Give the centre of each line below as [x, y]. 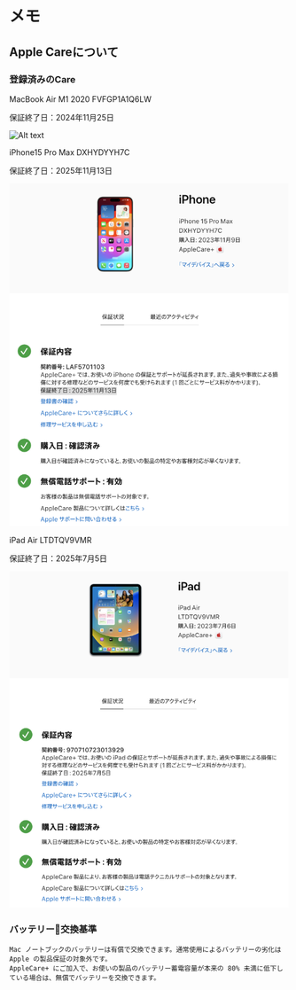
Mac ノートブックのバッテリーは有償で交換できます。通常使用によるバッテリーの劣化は [145, 950]
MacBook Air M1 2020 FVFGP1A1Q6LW [81, 99]
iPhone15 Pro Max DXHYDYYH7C [70, 152]
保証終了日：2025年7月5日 [58, 558]
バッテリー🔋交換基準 [53, 929]
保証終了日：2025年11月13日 [61, 170]
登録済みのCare [43, 79]
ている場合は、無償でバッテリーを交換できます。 [85, 978]
